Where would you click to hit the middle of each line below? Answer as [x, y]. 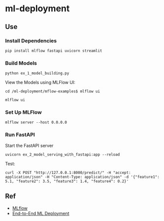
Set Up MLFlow [23, 112]
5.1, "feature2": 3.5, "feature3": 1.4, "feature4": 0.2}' [67, 181]
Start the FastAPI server [29, 145]
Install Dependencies [31, 41]
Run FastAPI [20, 135]
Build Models [21, 63]
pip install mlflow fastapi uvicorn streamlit [54, 51]
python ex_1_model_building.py [37, 73]
